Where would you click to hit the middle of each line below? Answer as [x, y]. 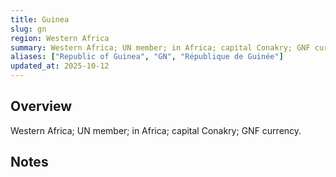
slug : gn [28, 29]
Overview [41, 106]
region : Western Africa [60, 38]
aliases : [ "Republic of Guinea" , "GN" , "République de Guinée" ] [147, 57]
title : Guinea [40, 19]
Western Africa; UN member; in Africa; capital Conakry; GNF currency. [156, 130]
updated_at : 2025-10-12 [60, 66]
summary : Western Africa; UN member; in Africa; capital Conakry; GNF [160, 47]
